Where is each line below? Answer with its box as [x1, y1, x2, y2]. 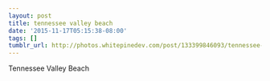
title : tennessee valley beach [8, 19, 113, 27]
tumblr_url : [8, 42, 48, 50]
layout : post [8, 11, 52, 20]
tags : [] [8, 34, 38, 43]
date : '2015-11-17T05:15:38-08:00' [8, 26, 128, 34]
